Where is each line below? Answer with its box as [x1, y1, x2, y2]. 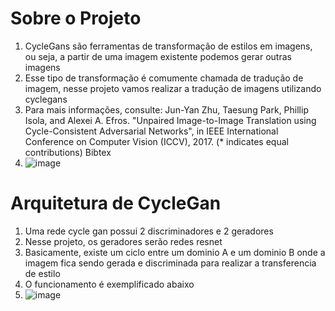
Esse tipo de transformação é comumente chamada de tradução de [24, 72, 304, 84]
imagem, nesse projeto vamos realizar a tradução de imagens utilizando [24, 82, 322, 94]
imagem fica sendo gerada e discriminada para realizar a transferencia [24, 257, 317, 269]
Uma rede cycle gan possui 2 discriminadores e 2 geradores [24, 225, 274, 237]
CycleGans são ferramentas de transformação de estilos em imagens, [24, 40, 313, 52]
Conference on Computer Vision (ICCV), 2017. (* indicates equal [24, 135, 289, 147]
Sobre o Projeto [10, 7, 142, 30]
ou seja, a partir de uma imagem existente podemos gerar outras [24, 50, 292, 62]
